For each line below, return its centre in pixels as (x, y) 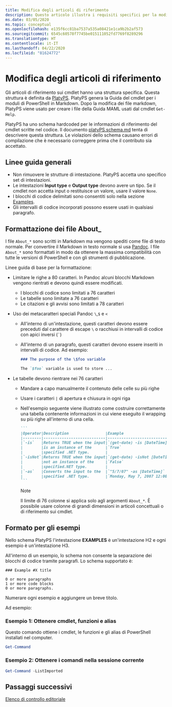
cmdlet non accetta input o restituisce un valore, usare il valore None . (85, 191)
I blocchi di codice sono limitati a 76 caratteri (68, 293)
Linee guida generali (38, 162)
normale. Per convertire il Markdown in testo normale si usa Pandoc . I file (82, 247)
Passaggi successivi (39, 687)
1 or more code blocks (29, 584)
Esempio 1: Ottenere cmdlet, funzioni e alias (61, 621)
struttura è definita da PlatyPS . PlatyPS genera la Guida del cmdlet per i (81, 98)
